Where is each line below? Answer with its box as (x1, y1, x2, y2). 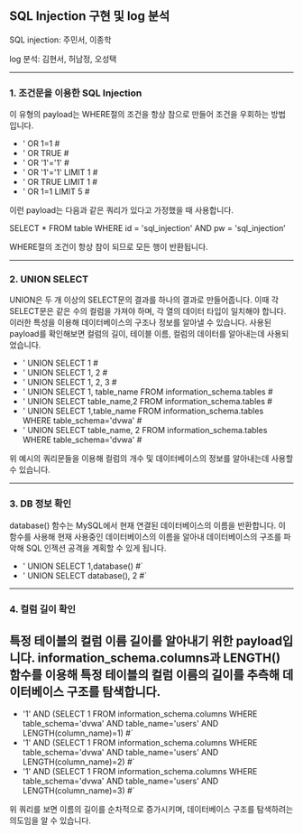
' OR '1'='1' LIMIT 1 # (22, 167, 98, 178)
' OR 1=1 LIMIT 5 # (22, 186, 90, 197)
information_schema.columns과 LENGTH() (37, 651, 281, 666)
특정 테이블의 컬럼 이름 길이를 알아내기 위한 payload (9, 634, 283, 649)
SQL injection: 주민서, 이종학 (9, 34, 112, 45)
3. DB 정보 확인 (9, 497, 72, 510)
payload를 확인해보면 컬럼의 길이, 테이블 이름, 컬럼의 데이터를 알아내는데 (9, 329, 265, 339)
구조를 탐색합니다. (66, 684, 161, 700)
